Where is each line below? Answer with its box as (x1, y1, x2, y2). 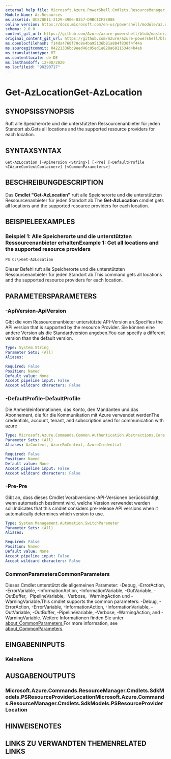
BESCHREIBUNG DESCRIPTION (5, 178, 103, 187)
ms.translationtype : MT (5, 50, 56, 55)
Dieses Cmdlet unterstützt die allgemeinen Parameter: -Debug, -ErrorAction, (5, 582, 165, 589)
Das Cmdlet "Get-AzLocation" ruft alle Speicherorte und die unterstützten (5, 191, 162, 198)
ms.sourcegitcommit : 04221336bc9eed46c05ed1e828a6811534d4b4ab (5, 46, 142, 51)
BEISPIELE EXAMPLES (5, 218, 75, 226)
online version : (5, 21, 40, 27)
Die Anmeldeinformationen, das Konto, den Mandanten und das (5, 406, 138, 413)
